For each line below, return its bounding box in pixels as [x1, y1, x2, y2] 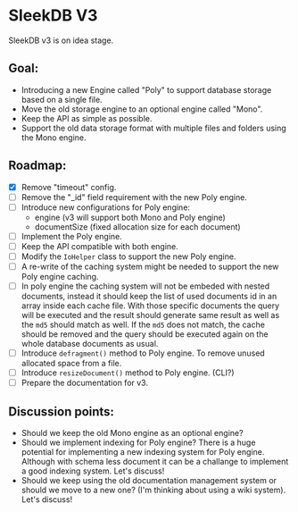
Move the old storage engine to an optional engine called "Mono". [21, 104, 263, 114]
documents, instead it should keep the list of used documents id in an [21, 291, 277, 302]
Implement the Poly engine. [21, 231, 122, 241]
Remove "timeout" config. [21, 181, 117, 192]
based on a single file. [21, 94, 103, 105]
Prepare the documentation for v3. [21, 377, 149, 389]
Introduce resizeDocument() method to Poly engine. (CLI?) [21, 367, 235, 378]
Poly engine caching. [21, 272, 99, 281]
